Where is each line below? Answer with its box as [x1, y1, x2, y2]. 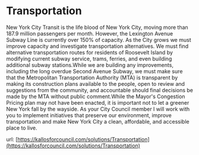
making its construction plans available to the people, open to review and [6, 80, 185, 87]
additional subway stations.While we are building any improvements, [6, 61, 174, 69]
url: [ [6, 135, 18, 143]
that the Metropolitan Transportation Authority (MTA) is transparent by [6, 74, 178, 81]
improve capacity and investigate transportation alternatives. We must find [6, 43, 189, 50]
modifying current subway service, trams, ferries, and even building [6, 55, 172, 62]
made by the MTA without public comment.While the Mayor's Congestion [6, 93, 185, 100]
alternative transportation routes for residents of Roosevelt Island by [6, 49, 173, 56]
